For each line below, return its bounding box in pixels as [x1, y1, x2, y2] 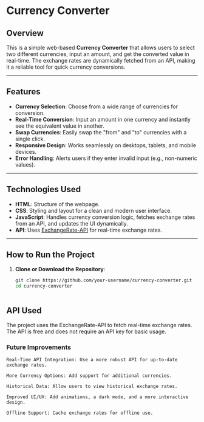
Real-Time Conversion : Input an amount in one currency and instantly [15, 116, 191, 123]
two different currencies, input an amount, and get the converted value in [6, 50, 189, 58]
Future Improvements [6, 343, 72, 351]
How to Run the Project [6, 250, 95, 260]
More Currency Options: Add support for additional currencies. [6, 373, 172, 379]
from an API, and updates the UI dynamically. [15, 220, 129, 227]
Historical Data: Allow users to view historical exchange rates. [6, 384, 178, 390]
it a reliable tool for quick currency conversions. [6, 63, 126, 71]
